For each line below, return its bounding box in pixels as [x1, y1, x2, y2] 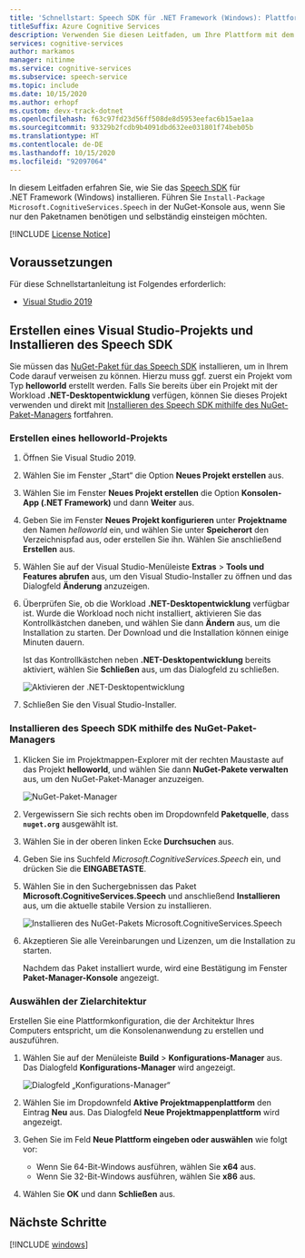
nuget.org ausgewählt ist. [22, 818, 119, 829]
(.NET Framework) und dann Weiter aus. [40, 497, 195, 509]
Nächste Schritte [9, 1214, 107, 1231]
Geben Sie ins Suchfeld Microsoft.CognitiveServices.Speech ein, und [22, 853, 281, 864]
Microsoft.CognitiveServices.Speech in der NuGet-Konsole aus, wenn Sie [9, 201, 286, 212]
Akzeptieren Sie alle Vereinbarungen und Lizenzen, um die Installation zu [22, 935, 296, 946]
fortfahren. [74, 410, 113, 421]
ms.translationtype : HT [9, 132, 100, 141]
